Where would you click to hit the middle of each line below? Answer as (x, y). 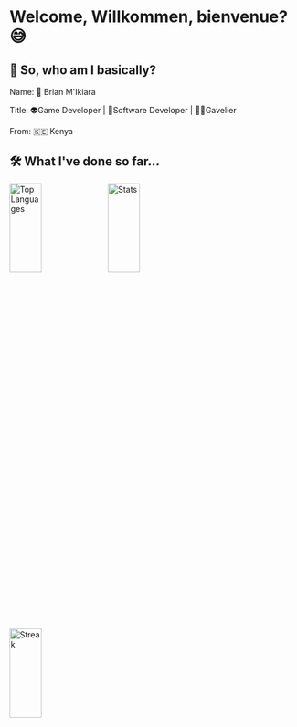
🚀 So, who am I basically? (83, 70)
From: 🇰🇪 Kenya (41, 131)
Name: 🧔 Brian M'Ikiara (53, 92)
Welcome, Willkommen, (101, 17)
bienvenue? (242, 17)
